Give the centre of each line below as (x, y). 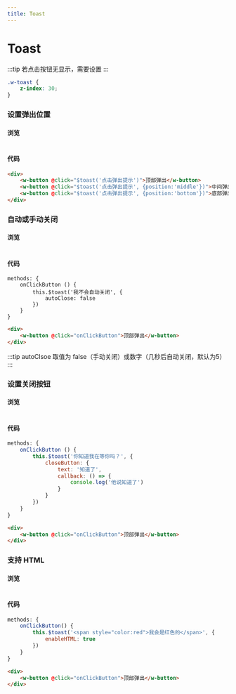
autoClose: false (70, 299)
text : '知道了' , (79, 469)
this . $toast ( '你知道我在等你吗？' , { (83, 456)
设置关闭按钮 (29, 384)
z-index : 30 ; (39, 89)
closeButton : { (67, 463)
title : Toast (26, 14)
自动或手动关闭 (33, 219)
